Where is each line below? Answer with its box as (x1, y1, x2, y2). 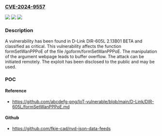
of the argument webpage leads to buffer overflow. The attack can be (5, 53, 144, 59)
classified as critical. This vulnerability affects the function (5, 43, 122, 49)
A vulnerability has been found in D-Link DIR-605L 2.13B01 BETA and (5, 38, 143, 44)
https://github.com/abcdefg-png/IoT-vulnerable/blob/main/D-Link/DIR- (12, 98, 154, 105)
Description (5, 27, 33, 34)
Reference (5, 88, 27, 94)
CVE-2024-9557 (5, 3, 46, 10)
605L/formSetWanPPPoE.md (12, 104, 70, 109)
